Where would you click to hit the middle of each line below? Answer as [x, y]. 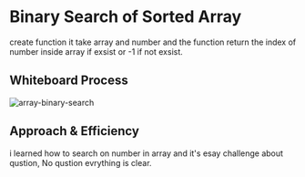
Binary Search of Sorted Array [126, 17]
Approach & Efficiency [74, 131]
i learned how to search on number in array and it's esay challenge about [147, 153]
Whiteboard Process [69, 81]
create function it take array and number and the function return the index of [153, 42]
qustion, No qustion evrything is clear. [81, 162]
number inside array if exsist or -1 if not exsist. [97, 51]
